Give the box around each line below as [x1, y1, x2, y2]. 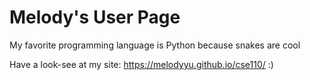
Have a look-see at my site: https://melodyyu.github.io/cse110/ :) [9, 58, 274, 70]
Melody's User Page [9, 6, 181, 29]
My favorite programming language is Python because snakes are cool [9, 39, 301, 51]
